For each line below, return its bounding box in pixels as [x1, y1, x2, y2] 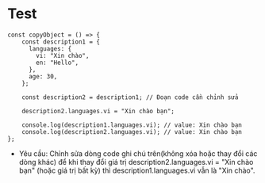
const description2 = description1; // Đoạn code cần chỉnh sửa [21, 93, 239, 101]
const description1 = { [21, 37, 101, 46]
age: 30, [28, 72, 58, 80]
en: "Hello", [36, 59, 79, 67]
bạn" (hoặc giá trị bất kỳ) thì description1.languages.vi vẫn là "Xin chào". [18, 166, 255, 175]
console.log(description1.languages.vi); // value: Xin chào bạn [21, 120, 243, 129]
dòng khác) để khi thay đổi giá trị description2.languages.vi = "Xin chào [18, 157, 254, 166]
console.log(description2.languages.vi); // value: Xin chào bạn [21, 128, 243, 135]
